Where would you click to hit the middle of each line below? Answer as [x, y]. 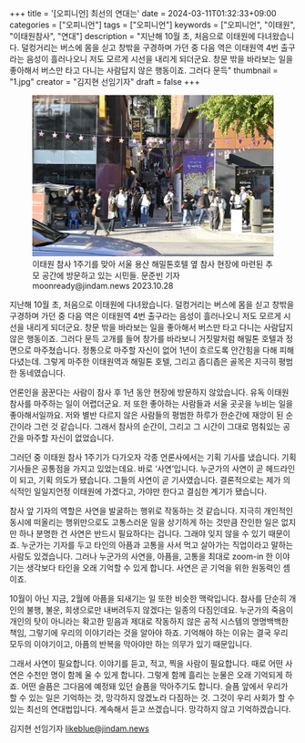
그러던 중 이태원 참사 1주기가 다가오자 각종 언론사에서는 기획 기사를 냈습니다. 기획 [153, 457]
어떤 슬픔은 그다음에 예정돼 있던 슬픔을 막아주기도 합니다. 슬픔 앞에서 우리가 [155, 686]
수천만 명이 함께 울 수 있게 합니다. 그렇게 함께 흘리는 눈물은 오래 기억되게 [155, 675]
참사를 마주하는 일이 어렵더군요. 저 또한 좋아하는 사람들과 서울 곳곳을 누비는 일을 [152, 403]
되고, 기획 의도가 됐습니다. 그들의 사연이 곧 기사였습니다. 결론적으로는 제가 [150, 480]
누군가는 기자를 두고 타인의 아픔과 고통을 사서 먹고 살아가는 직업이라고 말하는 [158, 544]
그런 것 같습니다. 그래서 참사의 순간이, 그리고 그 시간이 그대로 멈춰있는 [157, 426]
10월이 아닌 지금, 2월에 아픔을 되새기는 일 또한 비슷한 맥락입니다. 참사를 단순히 [148, 598]
